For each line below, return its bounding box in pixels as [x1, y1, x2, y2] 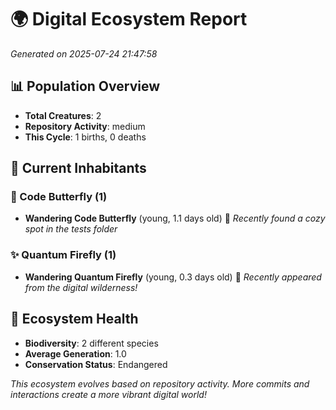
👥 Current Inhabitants [10, 160, 147, 177]
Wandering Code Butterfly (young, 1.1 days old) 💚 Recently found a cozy [24, 212, 326, 225]
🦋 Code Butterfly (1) [10, 190, 108, 204]
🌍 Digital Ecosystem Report [10, 8, 248, 31]
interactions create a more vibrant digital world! [10, 388, 207, 400]
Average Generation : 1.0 [24, 347, 127, 360]
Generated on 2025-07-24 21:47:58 [10, 47, 158, 60]
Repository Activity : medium [24, 120, 146, 132]
